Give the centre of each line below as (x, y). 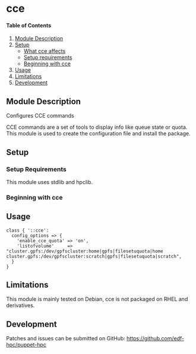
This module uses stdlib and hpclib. (50, 182)
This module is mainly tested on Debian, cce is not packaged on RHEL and (97, 299)
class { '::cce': (28, 230)
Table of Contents (29, 25)
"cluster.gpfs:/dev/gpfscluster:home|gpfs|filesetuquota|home (85, 251)
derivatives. (20, 305)
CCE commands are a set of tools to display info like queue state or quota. (97, 127)
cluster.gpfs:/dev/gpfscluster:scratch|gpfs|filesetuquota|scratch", (94, 256)
